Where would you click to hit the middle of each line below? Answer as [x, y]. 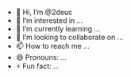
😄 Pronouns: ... [41, 57]
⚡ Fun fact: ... [37, 66]
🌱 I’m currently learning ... [58, 29]
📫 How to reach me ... [52, 46]
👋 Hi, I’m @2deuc [44, 12]
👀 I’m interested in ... [49, 20]
